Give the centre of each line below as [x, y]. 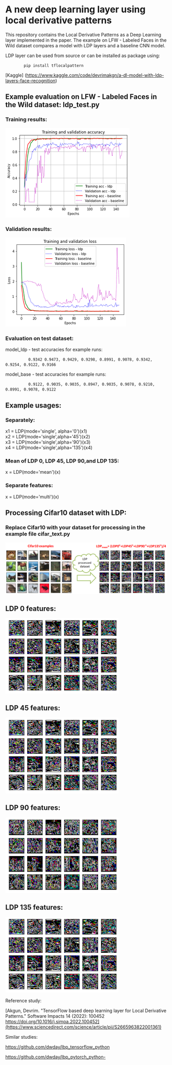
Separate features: [29, 486]
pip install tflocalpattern [54, 65]
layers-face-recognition [30, 80]
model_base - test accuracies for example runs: [56, 375]
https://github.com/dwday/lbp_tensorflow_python [58, 1047]
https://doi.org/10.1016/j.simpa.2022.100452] [52, 1022]
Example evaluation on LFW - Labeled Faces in [81, 97]
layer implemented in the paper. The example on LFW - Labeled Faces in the [86, 40]
